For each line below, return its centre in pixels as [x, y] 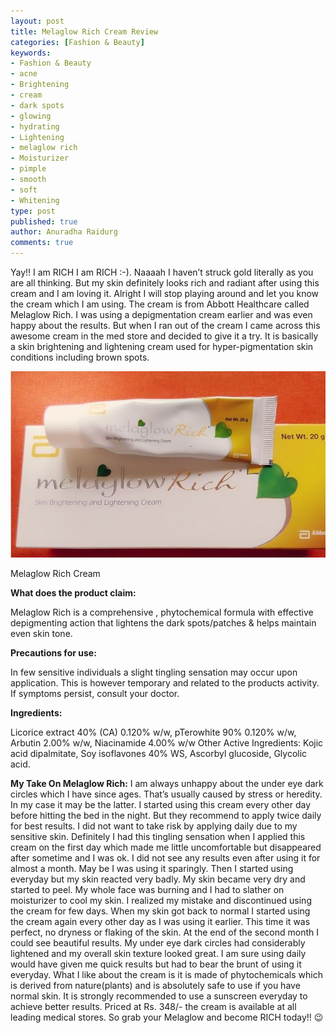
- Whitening [35, 200]
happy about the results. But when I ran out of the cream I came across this [165, 325]
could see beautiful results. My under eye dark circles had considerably [158, 943]
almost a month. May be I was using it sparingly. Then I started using [152, 869]
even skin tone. [41, 634]
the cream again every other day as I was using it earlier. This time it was [160, 922]
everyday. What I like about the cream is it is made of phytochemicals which [166, 975]
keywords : [31, 53]
